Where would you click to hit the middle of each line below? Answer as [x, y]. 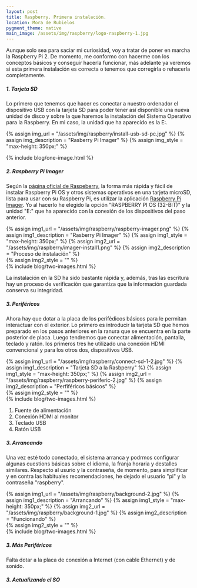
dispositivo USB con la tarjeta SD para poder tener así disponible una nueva [98, 110]
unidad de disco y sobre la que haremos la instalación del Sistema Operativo [99, 116]
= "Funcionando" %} [31, 519]
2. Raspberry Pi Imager [35, 171]
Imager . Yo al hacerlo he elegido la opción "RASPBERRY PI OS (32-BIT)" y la [98, 205]
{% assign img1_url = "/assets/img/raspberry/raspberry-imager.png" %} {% [98, 229]
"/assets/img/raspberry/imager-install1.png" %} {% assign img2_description [98, 247]
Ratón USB [28, 429]
